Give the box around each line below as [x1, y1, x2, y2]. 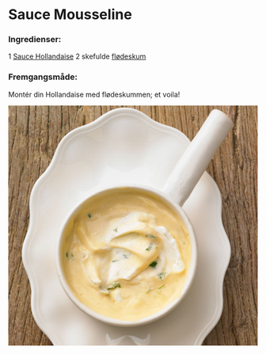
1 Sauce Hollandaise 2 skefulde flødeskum [8, 51, 146, 61]
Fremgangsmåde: [8, 71, 78, 82]
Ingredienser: [8, 34, 62, 45]
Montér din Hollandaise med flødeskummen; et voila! [8, 89, 180, 99]
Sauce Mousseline [8, 6, 132, 24]
